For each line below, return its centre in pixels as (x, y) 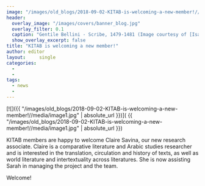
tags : (13, 80)
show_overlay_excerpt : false (49, 40)
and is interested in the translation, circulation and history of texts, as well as (103, 152)
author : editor (26, 52)
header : (16, 18)
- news (20, 86)
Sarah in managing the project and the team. (62, 166)
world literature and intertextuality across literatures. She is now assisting (99, 159)
